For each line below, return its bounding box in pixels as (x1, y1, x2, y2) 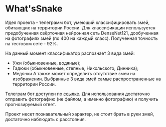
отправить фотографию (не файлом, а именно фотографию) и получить (5, 96, 158, 102)
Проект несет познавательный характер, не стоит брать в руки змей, (5, 111, 154, 117)
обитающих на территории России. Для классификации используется (5, 24, 155, 30)
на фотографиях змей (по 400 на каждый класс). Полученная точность (5, 35, 158, 41)
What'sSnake (5, 3, 63, 14)
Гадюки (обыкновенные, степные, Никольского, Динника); (12, 65, 139, 71)
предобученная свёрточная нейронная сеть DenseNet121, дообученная (5, 30, 159, 36)
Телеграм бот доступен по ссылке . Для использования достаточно (5, 91, 150, 97)
